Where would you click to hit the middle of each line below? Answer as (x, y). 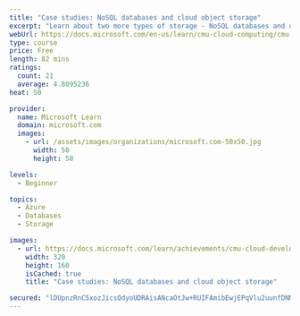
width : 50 (51, 150)
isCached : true (54, 274)
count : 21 (35, 76)
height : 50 (53, 158)
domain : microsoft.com (59, 125)
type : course (33, 43)
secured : (25, 298)
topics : (24, 199)
